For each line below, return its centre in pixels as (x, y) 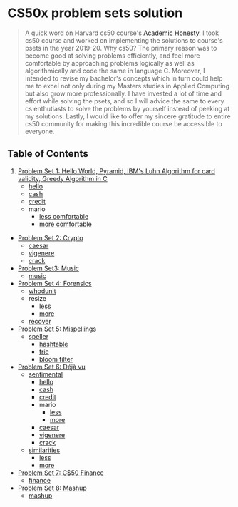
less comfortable (64, 216)
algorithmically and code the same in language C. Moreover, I (115, 71)
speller (38, 336)
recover (40, 321)
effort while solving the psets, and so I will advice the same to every (124, 101)
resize (37, 298)
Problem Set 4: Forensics (55, 283)
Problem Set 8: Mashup (52, 488)
